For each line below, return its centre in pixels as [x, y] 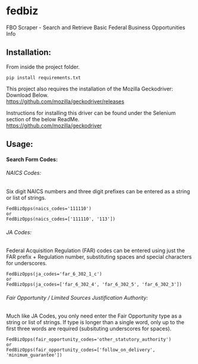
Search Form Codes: [32, 159]
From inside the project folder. [43, 67]
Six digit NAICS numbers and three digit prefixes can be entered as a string [98, 191]
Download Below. [27, 95]
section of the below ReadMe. [43, 119]
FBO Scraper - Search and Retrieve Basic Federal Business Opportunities [96, 27]
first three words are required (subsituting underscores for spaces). [89, 329]
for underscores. [27, 263]
